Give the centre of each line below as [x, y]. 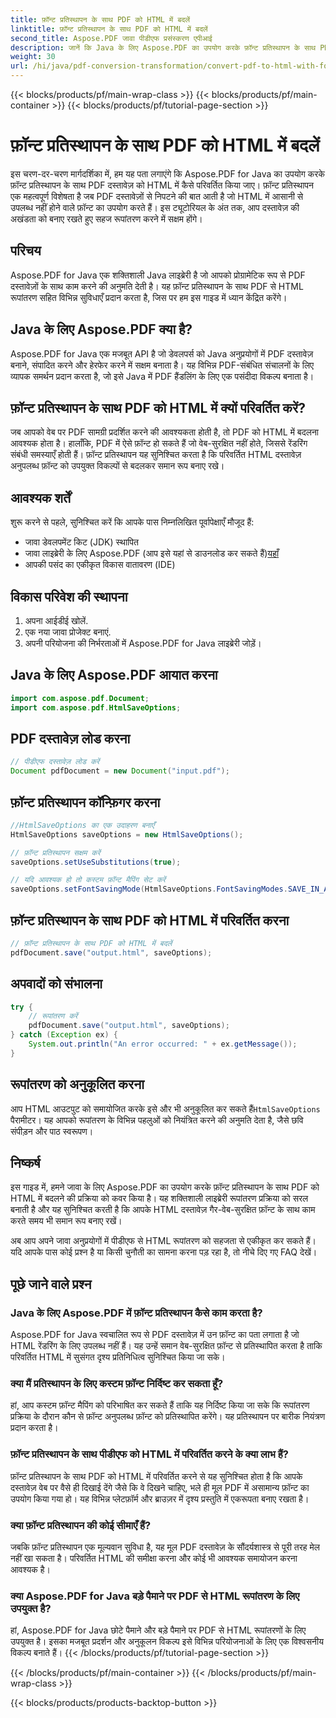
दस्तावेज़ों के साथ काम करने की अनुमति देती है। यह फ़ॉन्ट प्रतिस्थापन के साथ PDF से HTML [157, 286]
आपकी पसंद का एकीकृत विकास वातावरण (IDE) [100, 565]
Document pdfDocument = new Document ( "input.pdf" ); [120, 771]
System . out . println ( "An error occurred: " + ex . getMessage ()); [163, 1044]
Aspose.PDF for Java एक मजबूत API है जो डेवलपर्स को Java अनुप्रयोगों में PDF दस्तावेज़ [162, 353]
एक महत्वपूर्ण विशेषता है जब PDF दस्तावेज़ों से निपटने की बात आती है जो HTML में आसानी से [157, 196]
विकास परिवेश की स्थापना [69, 596]
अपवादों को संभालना [56, 984]
